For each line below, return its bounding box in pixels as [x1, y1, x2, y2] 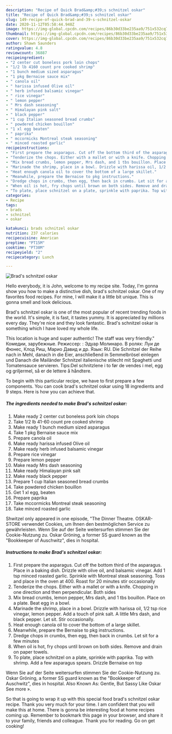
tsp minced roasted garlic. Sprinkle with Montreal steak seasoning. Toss [13, 573, 165, 579]
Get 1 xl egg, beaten [13, 490, 56, 496]
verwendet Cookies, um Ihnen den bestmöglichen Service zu [21, 521, 150, 527]
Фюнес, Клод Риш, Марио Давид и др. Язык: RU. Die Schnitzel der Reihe [6, 346, 162, 352]
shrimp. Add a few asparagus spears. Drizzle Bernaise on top [13, 660, 142, 666]
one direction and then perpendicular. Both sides [13, 589, 116, 595]
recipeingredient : [6, 55, 45, 60]
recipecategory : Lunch [6, 254, 54, 260]
